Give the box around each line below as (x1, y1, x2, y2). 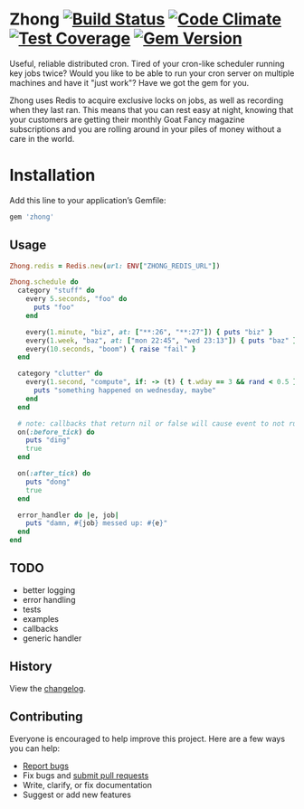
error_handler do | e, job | (17, 511, 119, 520)
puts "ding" (25, 436, 71, 445)
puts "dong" (25, 477, 71, 486)
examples (22, 613, 59, 624)
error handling (22, 594, 76, 605)
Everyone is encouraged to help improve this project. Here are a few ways (9, 733, 286, 744)
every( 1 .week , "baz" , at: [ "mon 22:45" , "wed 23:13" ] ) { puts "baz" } (25, 335, 298, 345)
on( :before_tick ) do (17, 428, 95, 437)
